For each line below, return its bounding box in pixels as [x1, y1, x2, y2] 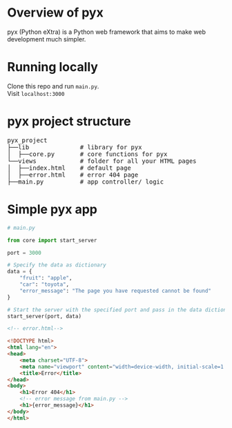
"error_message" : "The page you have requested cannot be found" [19, 287, 212, 294]
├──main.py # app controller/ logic [7, 177, 164, 186]
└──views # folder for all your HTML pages [7, 157, 197, 165]
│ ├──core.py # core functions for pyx [7, 150, 168, 158]
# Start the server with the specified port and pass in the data [7, 306, 202, 313]
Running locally [7, 59, 99, 75]
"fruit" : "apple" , [19, 275, 72, 282]
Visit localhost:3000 [7, 89, 65, 97]
